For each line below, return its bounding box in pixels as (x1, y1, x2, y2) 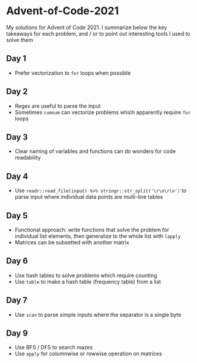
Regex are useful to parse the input (14, 102, 101, 109)
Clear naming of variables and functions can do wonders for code (14, 148, 176, 155)
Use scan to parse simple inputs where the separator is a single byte (14, 311, 182, 318)
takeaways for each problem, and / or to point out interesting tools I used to (6, 30, 191, 37)
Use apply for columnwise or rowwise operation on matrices (14, 350, 162, 357)
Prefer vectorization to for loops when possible (14, 69, 131, 77)
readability (14, 154, 41, 161)
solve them (6, 36, 34, 43)
